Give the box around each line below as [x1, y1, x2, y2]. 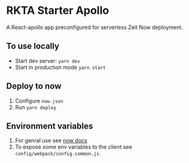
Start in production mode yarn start [14, 63, 106, 71]
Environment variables [6, 121, 94, 131]
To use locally [6, 41, 60, 51]
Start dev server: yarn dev [14, 57, 80, 64]
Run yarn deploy [14, 103, 57, 110]
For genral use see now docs [14, 137, 88, 144]
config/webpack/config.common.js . [14, 150, 101, 157]
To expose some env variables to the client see [14, 143, 133, 151]
